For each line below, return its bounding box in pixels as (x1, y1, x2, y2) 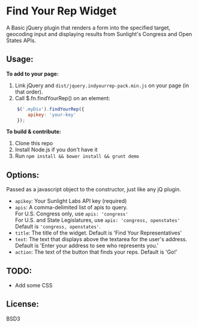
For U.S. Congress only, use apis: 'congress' (14, 210, 129, 217)
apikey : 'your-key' (28, 112, 77, 118)
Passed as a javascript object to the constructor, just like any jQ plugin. (6, 186, 181, 193)
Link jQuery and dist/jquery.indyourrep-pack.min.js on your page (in (14, 82, 189, 89)
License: (6, 299, 39, 310)
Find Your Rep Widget (6, 4, 117, 18)
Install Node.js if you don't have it (14, 146, 98, 154)
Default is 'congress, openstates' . (14, 223, 101, 230)
